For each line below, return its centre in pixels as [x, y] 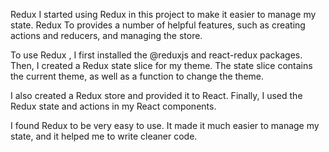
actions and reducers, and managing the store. [106, 35]
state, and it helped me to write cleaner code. [104, 136]
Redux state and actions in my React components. [113, 106]
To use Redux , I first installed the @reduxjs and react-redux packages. [156, 55]
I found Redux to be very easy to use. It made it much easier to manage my [165, 125]
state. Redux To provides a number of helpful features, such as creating [158, 25]
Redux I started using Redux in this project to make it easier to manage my [163, 14]
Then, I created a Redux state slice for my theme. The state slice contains [161, 65]
